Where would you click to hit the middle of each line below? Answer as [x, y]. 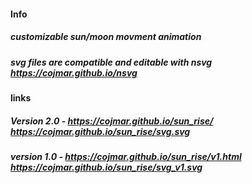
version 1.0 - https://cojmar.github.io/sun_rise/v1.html [126, 156]
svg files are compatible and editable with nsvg [111, 62]
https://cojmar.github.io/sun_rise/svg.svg [100, 131]
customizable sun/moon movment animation [106, 37]
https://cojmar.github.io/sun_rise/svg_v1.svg [106, 167]
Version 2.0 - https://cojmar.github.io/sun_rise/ [112, 121]
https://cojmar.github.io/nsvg [74, 72]
